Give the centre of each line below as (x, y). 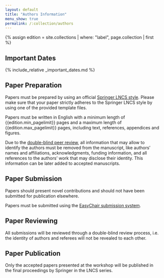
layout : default (22, 10)
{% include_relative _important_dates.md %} (50, 70)
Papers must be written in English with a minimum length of (65, 117)
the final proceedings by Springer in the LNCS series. (59, 271)
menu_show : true (22, 19)
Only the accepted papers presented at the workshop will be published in (79, 265)
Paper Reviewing (31, 221)
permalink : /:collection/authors (39, 23)
